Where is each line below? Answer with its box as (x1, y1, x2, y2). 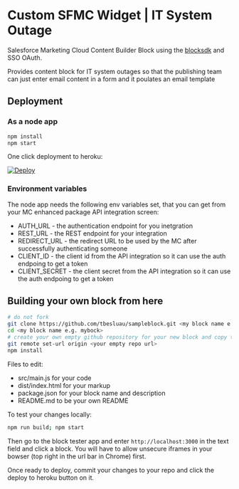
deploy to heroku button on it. (7, 473, 95, 482)
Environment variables (7, 184, 87, 194)
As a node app (7, 117, 58, 127)
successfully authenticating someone (17, 244, 128, 253)
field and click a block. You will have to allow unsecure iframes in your (7, 444, 213, 453)
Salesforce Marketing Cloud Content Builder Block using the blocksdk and (7, 46, 225, 54)
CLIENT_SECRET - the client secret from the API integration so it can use (17, 267, 231, 275)
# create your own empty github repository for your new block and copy (7, 334, 228, 341)
